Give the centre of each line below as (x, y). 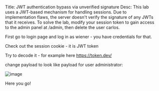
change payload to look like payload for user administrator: (64, 65)
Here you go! (18, 83)
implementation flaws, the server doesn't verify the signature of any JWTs (79, 17)
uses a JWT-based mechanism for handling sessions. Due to (66, 12)
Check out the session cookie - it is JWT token (52, 46)
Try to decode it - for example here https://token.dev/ (58, 55)
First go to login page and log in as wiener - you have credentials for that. (79, 37)
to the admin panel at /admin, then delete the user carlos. (62, 27)
